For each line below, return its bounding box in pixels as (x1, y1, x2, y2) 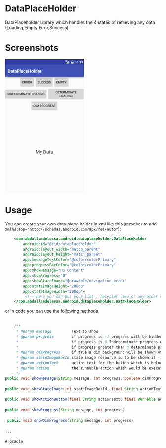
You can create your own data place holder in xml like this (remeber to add (5, 221, 157, 226)
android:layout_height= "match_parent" (23, 252, 103, 257)
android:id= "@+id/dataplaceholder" (23, 241, 96, 246)
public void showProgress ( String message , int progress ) (5, 408, 125, 413)
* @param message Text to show (16, 329, 98, 334)
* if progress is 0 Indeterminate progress (16, 339, 158, 344)
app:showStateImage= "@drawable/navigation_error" (23, 278, 127, 283)
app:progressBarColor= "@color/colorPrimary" (23, 263, 116, 268)
